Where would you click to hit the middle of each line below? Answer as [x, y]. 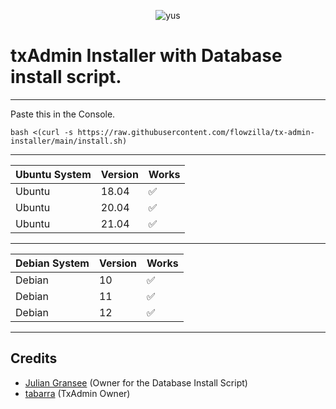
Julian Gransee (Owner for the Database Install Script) [136, 382]
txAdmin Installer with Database [146, 56]
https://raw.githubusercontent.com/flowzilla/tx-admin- [196, 132]
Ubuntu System [53, 174]
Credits [34, 358]
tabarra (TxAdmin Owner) [77, 393]
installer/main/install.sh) [69, 141]
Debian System [52, 263]
